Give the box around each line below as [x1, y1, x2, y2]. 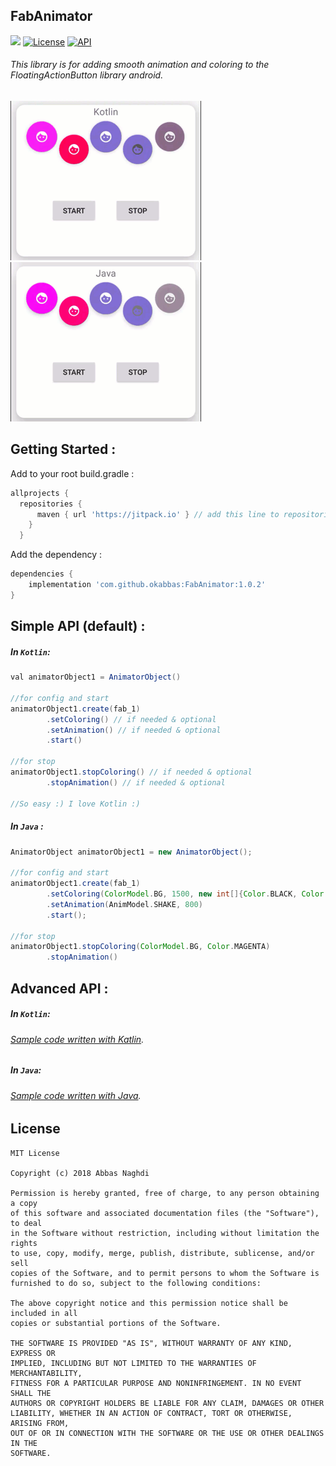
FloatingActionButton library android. [10, 69, 164, 81]
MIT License [10, 1148, 60, 1158]
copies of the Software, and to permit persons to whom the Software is [10, 1268, 320, 1278]
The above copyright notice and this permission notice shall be [10, 1298, 288, 1308]
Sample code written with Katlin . [10, 1033, 145, 1045]
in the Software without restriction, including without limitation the [10, 1228, 320, 1238]
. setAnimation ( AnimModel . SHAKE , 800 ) [46, 899, 203, 909]
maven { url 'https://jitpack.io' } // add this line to [36, 509, 280, 519]
